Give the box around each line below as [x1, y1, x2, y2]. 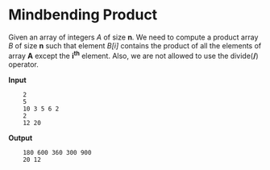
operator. [8, 59, 39, 69]
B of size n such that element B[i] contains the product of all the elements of [8, 40, 262, 50]
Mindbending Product [8, 6, 158, 24]
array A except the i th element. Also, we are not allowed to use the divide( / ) [8, 49, 260, 60]
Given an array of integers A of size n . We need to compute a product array [8, 32, 259, 42]
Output [8, 133, 33, 143]
